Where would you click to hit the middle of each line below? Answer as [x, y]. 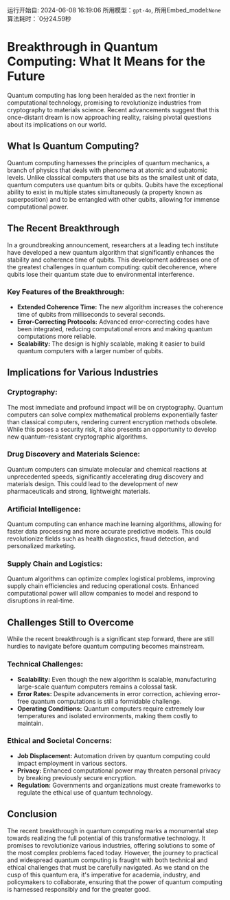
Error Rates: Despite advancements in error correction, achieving [110, 693]
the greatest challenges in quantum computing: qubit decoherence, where [112, 266]
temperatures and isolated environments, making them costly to [107, 715]
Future [26, 76]
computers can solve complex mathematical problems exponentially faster [112, 415]
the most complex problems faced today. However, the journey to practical [113, 852]
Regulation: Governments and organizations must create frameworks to [119, 785]
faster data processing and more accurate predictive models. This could [109, 532]
